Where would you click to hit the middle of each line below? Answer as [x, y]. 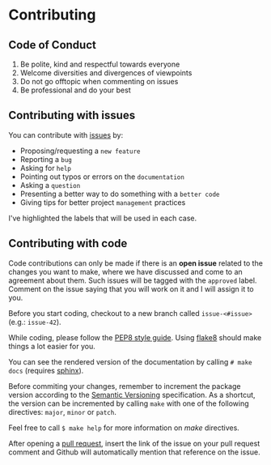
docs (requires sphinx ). [46, 370]
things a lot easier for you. [52, 346]
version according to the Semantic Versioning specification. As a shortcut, [132, 395]
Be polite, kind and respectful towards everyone [100, 64]
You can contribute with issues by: [66, 134]
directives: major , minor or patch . [63, 412]
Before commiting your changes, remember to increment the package [125, 386]
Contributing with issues [72, 115]
